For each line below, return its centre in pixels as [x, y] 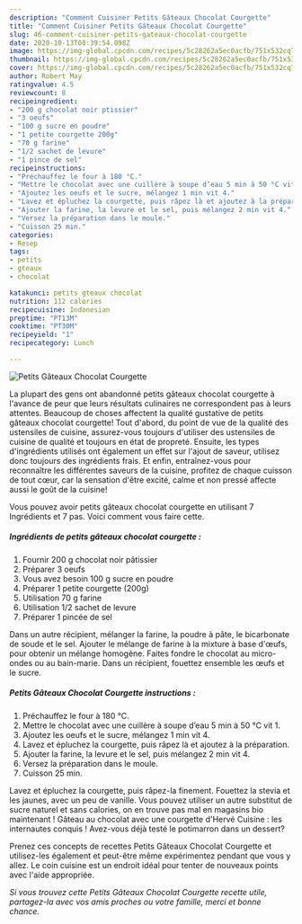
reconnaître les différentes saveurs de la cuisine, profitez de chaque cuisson [151, 470]
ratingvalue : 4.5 [42, 84]
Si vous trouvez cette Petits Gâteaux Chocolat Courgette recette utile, [138, 892]
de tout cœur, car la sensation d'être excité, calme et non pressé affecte [143, 480]
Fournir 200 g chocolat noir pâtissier [90, 559]
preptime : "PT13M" [44, 318]
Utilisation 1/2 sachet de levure [79, 607]
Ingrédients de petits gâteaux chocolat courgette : [106, 537]
